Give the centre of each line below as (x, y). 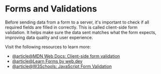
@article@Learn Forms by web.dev (47, 61)
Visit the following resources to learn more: (48, 47)
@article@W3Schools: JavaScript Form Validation (62, 66)
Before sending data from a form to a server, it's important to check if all (77, 22)
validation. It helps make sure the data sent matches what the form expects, (81, 32)
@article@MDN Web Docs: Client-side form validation (66, 56)
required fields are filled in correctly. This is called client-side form (71, 27)
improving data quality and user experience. (49, 37)
